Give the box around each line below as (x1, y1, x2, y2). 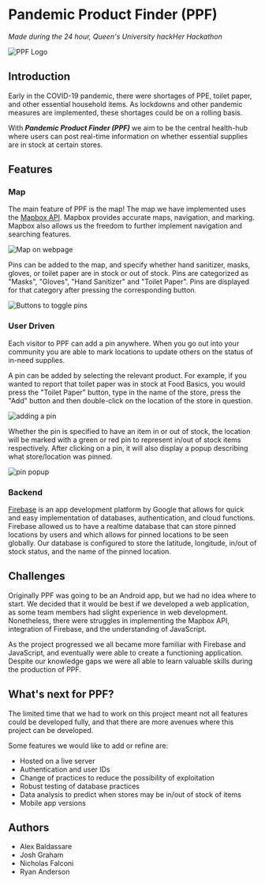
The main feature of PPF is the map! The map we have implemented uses (8, 204, 246, 214)
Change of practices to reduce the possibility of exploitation (19, 773, 215, 782)
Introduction (8, 70, 71, 84)
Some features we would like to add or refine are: (8, 741, 168, 750)
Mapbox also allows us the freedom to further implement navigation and (8, 221, 242, 231)
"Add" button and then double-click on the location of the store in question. (8, 395, 253, 405)
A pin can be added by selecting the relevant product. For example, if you (8, 370, 247, 380)
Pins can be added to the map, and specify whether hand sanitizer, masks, (8, 260, 251, 270)
